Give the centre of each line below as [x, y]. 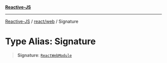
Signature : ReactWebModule [44, 55]
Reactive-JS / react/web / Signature [42, 21]
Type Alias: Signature [50, 41]
